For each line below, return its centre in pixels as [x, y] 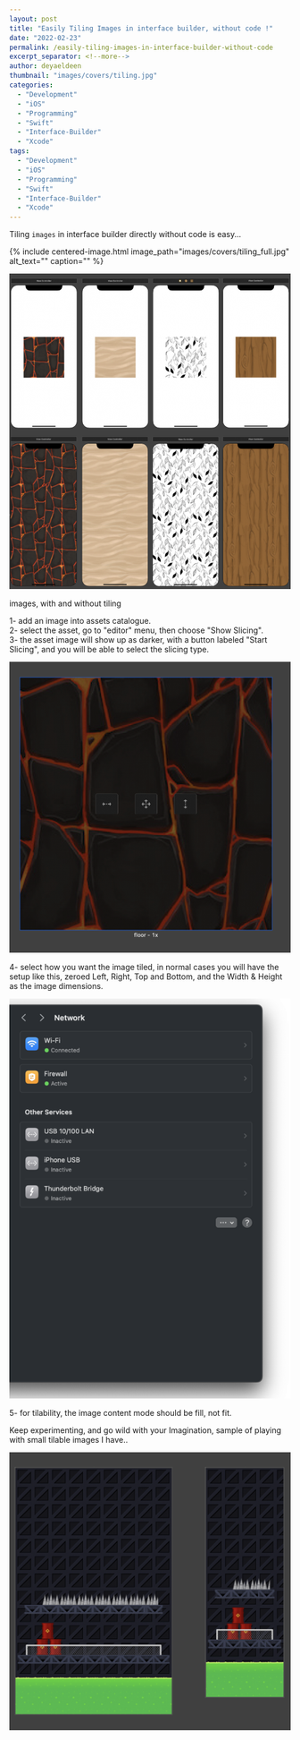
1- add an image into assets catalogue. [80, 621]
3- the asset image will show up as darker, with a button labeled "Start [138, 640]
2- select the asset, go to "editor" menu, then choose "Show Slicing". [137, 630]
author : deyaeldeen [46, 66]
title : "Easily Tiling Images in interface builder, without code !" [142, 28]
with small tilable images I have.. [69, 1439]
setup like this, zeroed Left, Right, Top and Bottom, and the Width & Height [146, 977]
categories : [31, 85]
